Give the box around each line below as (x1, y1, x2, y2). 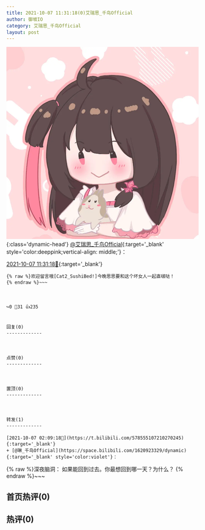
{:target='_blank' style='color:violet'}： (6, 454, 118, 460)
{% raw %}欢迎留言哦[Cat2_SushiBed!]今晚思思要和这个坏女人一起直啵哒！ (6, 273, 175, 280)
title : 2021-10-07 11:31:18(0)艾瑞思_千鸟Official (6, 10, 133, 16)
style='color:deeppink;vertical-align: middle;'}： (6, 248, 127, 256)
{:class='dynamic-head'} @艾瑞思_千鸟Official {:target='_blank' (6, 241, 164, 248)
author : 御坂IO (6, 16, 43, 23)
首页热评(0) (6, 492, 50, 502)
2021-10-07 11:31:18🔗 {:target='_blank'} (6, 260, 103, 268)
